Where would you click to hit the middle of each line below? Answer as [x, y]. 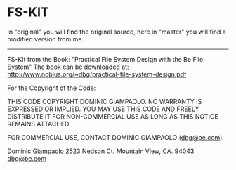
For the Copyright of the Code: [52, 88]
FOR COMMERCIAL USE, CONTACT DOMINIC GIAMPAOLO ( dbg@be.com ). [116, 137]
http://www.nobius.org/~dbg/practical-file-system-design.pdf [97, 74]
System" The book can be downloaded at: [68, 67]
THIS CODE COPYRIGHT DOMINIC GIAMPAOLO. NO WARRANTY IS [105, 101]
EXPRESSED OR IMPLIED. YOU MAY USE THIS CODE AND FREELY [103, 109]
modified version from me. [46, 39]
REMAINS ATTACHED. [39, 124]
